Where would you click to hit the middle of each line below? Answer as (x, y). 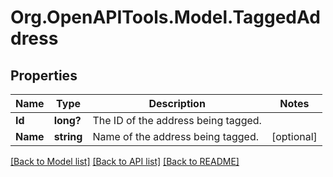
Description (177, 103)
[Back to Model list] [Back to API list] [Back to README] (125, 161)
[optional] (294, 136)
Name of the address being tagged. (176, 136)
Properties (44, 75)
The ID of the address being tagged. (177, 120)
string (68, 136)
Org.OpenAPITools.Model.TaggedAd (165, 17)
